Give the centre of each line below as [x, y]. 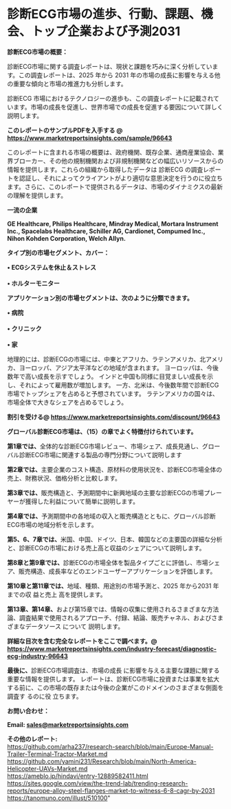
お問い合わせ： [28, 710]
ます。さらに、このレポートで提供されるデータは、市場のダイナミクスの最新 [115, 186]
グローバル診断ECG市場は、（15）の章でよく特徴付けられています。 [102, 431]
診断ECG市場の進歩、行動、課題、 [104, 14]
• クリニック [24, 328]
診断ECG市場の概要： [38, 52]
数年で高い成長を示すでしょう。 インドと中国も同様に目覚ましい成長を [107, 376]
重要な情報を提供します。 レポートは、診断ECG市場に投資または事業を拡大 [113, 679]
